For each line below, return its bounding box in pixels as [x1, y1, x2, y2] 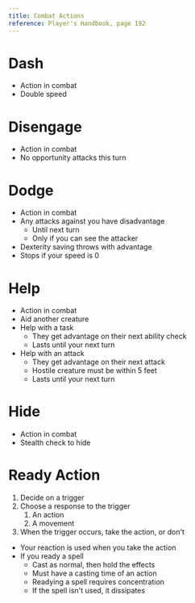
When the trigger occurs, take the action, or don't [19, 527, 185, 537]
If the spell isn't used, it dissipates [31, 586, 146, 596]
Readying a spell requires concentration [31, 577, 165, 587]
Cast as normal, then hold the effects [31, 560, 156, 570]
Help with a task [19, 323, 74, 333]
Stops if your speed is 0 [19, 251, 99, 261]
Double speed [19, 90, 67, 99]
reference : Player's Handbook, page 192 [8, 19, 147, 27]
